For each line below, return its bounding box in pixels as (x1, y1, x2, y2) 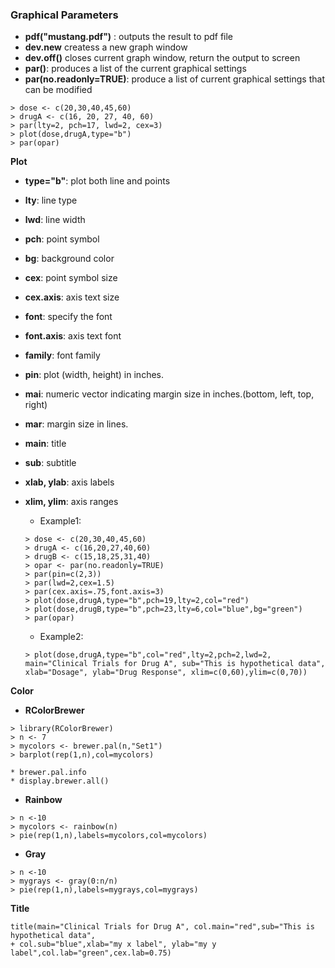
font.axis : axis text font (24, 330, 122, 342)
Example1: (39, 515, 82, 527)
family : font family (24, 349, 101, 362)
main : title (24, 438, 67, 450)
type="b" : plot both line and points (24, 175, 171, 187)
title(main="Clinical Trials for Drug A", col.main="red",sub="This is (10, 922, 315, 932)
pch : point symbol (24, 233, 100, 245)
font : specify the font (24, 311, 113, 323)
